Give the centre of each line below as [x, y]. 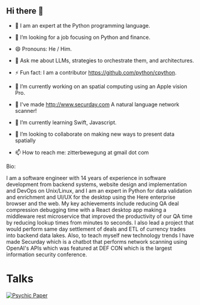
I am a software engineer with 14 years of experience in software [86, 178]
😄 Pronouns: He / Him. [43, 49]
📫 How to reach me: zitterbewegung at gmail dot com [82, 152]
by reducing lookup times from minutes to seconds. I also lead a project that [100, 222]
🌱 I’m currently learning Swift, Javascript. [66, 122]
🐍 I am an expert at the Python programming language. [83, 25]
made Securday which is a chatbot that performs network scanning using [97, 241]
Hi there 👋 [25, 11]
